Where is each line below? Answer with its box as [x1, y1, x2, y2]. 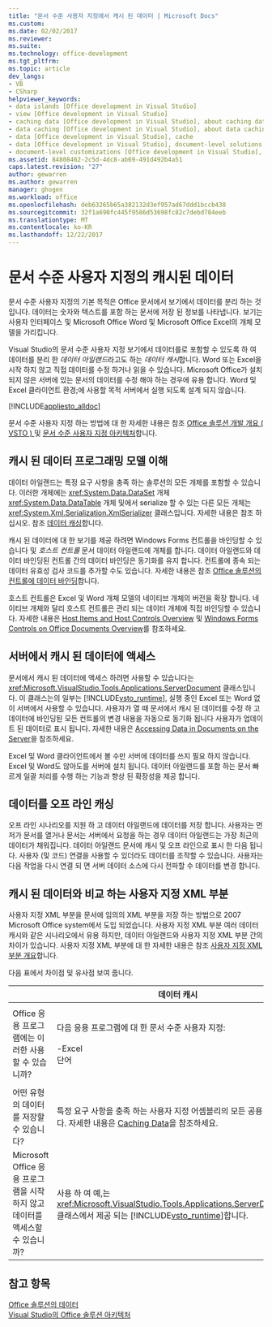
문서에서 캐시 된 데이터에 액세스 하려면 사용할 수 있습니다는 [8, 672, 194, 682]
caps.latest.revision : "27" [8, 163, 104, 171]
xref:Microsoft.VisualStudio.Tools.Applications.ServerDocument [8, 683, 221, 693]
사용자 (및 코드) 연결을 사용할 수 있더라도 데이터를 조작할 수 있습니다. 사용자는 [19, 850, 264, 861]
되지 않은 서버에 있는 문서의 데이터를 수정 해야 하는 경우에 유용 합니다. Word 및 [8, 374, 257, 384]
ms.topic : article [8, 65, 70, 73]
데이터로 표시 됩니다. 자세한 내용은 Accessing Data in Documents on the [25, 724, 259, 733]
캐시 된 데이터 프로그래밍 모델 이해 [8, 454, 168, 468]
